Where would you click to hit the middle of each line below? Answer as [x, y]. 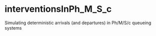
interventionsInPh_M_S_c [58, 9]
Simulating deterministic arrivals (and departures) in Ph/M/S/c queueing [78, 23]
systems [13, 28]
